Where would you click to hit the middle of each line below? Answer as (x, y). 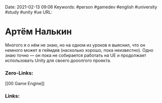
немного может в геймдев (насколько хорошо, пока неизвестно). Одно (79, 50)
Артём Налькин (38, 32)
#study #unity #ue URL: (29, 12)
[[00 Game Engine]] (25, 84)
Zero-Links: (19, 73)
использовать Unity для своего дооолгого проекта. (58, 60)
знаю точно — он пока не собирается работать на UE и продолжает (76, 55)
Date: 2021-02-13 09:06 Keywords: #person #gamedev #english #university (81, 7)
